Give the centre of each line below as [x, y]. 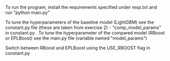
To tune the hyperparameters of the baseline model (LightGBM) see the [80, 22]
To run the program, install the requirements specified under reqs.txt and [81, 7]
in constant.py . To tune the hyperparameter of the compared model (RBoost [85, 33]
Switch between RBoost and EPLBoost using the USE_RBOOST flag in [78, 48]
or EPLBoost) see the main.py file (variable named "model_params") [76, 38]
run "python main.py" [28, 12]
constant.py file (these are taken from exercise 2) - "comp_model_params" [83, 27]
